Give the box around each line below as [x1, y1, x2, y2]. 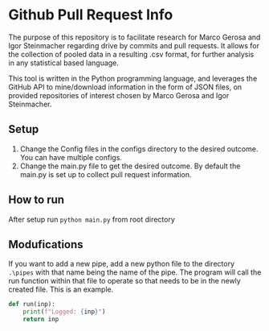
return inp [22, 316, 59, 324]
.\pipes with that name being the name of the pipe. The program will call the [8, 267, 262, 277]
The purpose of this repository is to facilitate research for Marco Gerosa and [8, 32, 261, 42]
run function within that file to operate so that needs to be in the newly [8, 276, 241, 286]
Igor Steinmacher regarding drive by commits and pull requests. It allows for [8, 40, 259, 50]
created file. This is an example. [8, 284, 114, 295]
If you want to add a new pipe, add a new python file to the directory [8, 259, 235, 269]
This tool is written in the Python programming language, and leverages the [8, 73, 258, 83]
